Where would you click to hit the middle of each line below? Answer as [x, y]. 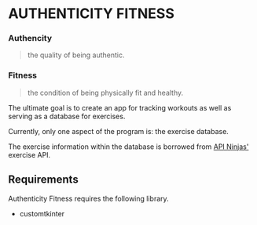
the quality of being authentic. [76, 55]
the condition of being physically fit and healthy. [105, 93]
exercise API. [29, 154]
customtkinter [42, 213]
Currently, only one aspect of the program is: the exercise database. [119, 131]
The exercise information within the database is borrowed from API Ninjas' [128, 147]
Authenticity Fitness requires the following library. [88, 198]
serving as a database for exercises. [67, 116]
